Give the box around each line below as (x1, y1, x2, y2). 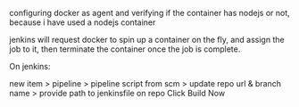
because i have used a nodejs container (9, 17, 156, 28)
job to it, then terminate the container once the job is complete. (9, 44, 241, 54)
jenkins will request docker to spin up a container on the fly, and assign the (9, 35, 285, 45)
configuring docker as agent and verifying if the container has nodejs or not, (9, 8, 290, 18)
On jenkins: (9, 62, 51, 71)
